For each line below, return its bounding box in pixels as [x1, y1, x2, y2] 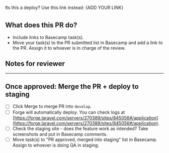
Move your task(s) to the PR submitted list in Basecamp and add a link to [12, 40, 163, 46]
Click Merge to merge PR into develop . [12, 103, 92, 109]
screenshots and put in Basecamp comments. [12, 131, 108, 137]
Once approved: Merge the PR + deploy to [5, 82, 139, 91]
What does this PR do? [5, 21, 77, 30]
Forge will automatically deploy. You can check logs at [12, 109, 125, 115]
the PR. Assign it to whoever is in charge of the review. [12, 45, 126, 51]
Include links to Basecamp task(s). [12, 34, 84, 40]
